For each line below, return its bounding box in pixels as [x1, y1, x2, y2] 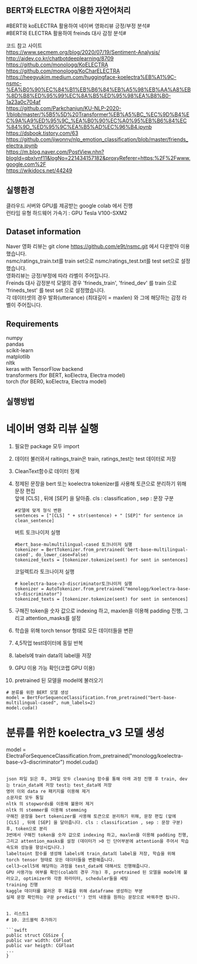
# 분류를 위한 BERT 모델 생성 [6, 689, 69, 696]
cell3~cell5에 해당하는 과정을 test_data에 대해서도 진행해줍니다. [6, 863, 151, 869]
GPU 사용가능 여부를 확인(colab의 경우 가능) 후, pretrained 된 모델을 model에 [6, 869, 181, 875]
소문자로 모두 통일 [6, 795, 44, 801]
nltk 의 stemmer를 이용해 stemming [6, 807, 87, 813]
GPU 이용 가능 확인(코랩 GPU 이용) [14, 664, 96, 671]
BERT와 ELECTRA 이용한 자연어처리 [6, 5, 131, 16]
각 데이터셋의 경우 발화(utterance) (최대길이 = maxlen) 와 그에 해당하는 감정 [6, 294, 181, 301]
